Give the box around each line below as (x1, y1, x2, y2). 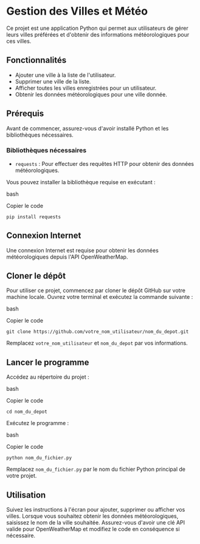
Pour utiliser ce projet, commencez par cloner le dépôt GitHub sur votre (6, 287, 185, 294)
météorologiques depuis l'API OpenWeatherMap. (6, 253, 128, 260)
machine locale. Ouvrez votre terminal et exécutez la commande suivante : (6, 293, 193, 301)
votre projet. (6, 472, 37, 479)
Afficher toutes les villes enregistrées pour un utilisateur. (15, 84, 157, 91)
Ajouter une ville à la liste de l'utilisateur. (15, 71, 116, 79)
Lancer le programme (6, 357, 89, 367)
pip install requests (6, 213, 61, 220)
